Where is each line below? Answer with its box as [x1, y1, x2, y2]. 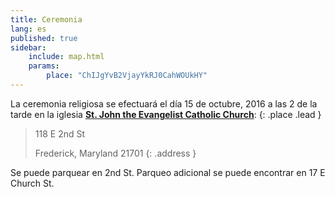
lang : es [10, 24, 47, 34]
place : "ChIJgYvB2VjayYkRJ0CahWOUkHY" [46, 71, 208, 81]
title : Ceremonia [10, 14, 83, 25]
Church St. [10, 177, 55, 189]
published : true [10, 33, 78, 43]
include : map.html [28, 52, 105, 62]
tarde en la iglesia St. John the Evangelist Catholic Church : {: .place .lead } [10, 108, 322, 120]
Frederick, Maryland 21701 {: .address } [34, 147, 197, 159]
